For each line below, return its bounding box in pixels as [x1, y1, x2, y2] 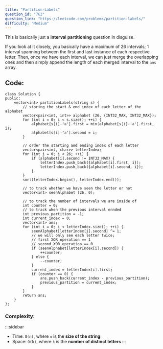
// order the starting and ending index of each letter [23, 143, 139, 148]
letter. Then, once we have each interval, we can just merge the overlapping [5, 54, 158, 60]
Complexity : [5, 313, 35, 320]
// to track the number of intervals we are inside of [23, 199, 137, 204]
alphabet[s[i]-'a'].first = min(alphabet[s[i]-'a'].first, [31, 122, 154, 127]
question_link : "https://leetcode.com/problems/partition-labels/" [5, 16, 146, 21]
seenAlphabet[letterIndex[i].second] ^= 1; [31, 229, 121, 234]
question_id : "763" [5, 12, 45, 17]
